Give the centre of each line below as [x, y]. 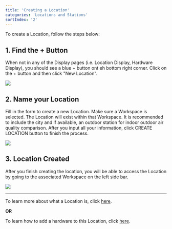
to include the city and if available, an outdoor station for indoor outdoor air [84, 122]
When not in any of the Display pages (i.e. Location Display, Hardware [79, 63]
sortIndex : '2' [21, 19]
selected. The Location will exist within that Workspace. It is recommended [84, 117]
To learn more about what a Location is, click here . [59, 201]
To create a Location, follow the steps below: [52, 34]
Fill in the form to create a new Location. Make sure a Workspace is [76, 111]
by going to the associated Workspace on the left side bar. [67, 177]
